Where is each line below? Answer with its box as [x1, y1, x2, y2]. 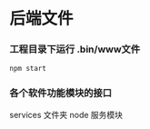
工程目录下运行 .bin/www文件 [9, 43, 141, 55]
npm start [9, 64, 47, 74]
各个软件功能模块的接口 [9, 87, 112, 100]
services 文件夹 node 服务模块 [9, 109, 124, 120]
